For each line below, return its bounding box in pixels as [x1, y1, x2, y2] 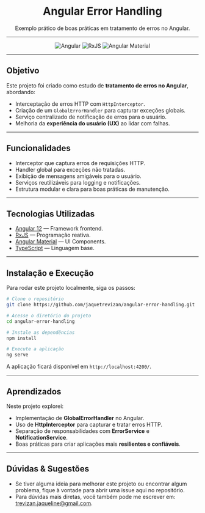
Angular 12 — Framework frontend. [15, 225, 104, 232]
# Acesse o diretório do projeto [6, 312, 92, 319]
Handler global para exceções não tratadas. [15, 166, 126, 173]
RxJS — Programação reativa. [15, 231, 91, 239]
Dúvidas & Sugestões [6, 463, 90, 474]
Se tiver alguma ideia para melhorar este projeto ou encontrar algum [15, 480, 187, 487]
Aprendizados [6, 386, 62, 397]
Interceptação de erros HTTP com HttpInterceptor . [15, 100, 145, 108]
